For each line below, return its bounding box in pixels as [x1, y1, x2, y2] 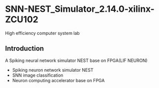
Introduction [5, 44, 44, 53]
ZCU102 [5, 14, 38, 25]
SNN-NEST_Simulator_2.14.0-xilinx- [5, 3, 155, 15]
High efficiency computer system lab [5, 30, 80, 36]
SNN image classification [12, 72, 64, 78]
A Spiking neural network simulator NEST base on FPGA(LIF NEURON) [5, 58, 148, 63]
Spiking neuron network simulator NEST [12, 67, 94, 73]
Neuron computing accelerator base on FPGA [12, 77, 105, 83]
